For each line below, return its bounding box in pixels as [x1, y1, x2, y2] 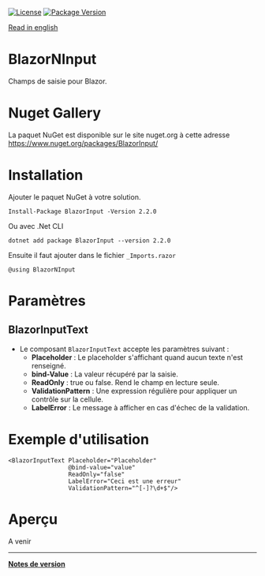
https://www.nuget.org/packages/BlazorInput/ [8, 138, 159, 148]
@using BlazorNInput [8, 265, 77, 274]
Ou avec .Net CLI [8, 221, 64, 230]
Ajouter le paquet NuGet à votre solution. [8, 192, 141, 201]
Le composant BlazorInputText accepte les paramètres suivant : [19, 344, 230, 353]
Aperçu [8, 510, 58, 528]
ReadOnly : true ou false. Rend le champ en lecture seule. [31, 377, 219, 387]
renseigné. [31, 361, 67, 370]
